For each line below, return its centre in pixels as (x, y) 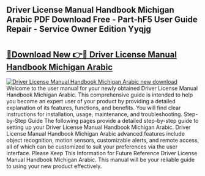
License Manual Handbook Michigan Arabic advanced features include (96, 134)
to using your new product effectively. (54, 166)
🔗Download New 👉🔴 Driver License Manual (92, 54)
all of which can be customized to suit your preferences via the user (92, 147)
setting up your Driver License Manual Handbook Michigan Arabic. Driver (99, 127)
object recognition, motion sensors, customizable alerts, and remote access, (103, 140)
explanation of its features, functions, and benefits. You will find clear (94, 108)
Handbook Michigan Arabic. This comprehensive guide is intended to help (100, 95)
